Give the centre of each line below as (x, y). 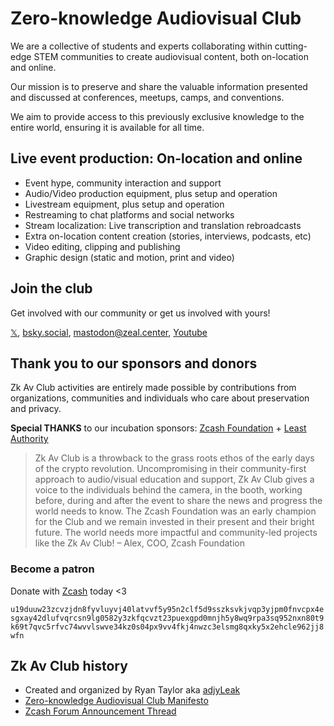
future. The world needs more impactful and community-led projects (176, 533)
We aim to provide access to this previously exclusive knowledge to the (157, 116)
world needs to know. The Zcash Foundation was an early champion (175, 511)
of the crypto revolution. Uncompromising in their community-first (170, 469)
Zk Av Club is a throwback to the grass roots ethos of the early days (174, 458)
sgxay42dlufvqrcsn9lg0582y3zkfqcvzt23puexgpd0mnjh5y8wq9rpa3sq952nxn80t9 (167, 618)
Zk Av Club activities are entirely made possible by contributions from (153, 388)
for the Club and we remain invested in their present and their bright (174, 522)
